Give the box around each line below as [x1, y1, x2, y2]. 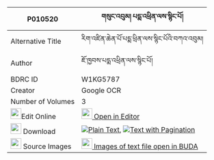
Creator [10, 85, 36, 95]
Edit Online [21, 112, 57, 121]
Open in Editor [94, 112, 140, 121]
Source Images [23, 142, 72, 151]
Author [10, 58, 33, 68]
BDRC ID [10, 75, 39, 84]
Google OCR [81, 85, 122, 95]
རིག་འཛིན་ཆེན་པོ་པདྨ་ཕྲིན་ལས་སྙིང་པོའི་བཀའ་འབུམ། [81, 34, 204, 43]
